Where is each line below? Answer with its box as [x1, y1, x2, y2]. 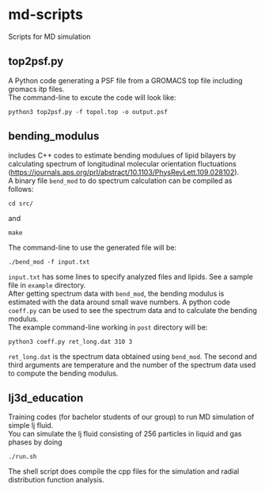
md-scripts [8, 6, 83, 24]
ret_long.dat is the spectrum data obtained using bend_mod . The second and [8, 351, 257, 361]
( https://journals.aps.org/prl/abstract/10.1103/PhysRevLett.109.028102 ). [8, 167, 240, 177]
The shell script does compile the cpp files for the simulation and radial [8, 467, 240, 476]
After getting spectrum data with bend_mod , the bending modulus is [8, 288, 225, 298]
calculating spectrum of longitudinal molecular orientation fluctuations [8, 158, 237, 168]
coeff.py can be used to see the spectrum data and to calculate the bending [8, 305, 257, 315]
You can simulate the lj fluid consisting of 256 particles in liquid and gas [8, 429, 242, 439]
